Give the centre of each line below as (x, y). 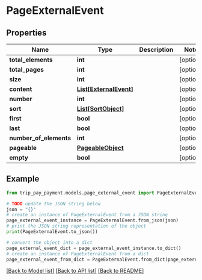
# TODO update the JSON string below (54, 204)
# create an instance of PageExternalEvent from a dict (78, 254)
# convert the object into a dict (50, 242)
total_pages (26, 70)
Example (23, 179)
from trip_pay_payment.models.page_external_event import (80, 193)
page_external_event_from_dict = (48, 260)
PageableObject (101, 148)
